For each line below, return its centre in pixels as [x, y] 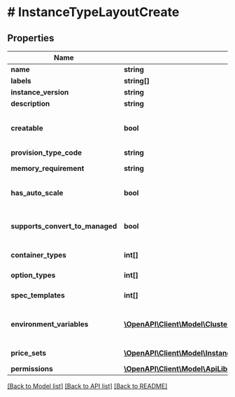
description [30, 104]
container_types [38, 255]
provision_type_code [47, 153]
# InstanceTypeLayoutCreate [93, 12]
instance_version [40, 92]
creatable [27, 128]
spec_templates [38, 295]
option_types [33, 275]
